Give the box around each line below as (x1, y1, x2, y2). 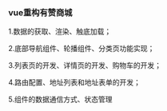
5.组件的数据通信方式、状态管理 (8, 94, 113, 105)
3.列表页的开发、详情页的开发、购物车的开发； (8, 61, 162, 70)
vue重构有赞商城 (8, 6, 73, 18)
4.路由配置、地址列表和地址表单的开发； (8, 77, 141, 87)
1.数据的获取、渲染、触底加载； (8, 26, 112, 37)
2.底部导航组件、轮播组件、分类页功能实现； (8, 44, 155, 54)
